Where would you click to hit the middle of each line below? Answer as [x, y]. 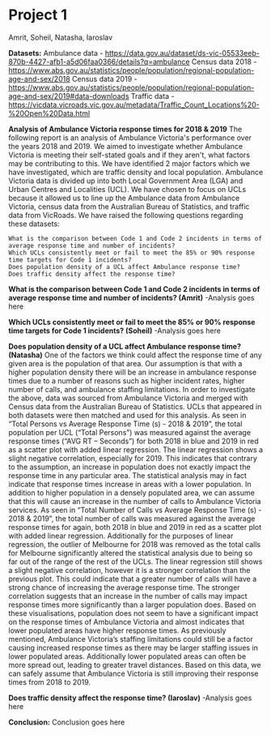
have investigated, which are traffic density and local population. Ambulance [136, 172]
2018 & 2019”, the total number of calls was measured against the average [132, 518]
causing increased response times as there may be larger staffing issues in [133, 647]
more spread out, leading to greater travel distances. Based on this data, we [135, 664]
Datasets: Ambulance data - [56, 53]
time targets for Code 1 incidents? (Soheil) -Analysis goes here [114, 331]
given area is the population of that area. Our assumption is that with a [125, 363]
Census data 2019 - [104, 79]
